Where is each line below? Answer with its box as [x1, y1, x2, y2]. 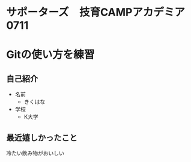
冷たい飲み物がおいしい [6, 149, 64, 157]
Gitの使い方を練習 [6, 48, 95, 62]
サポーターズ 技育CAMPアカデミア [6, 5, 185, 19]
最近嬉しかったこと [6, 133, 77, 143]
